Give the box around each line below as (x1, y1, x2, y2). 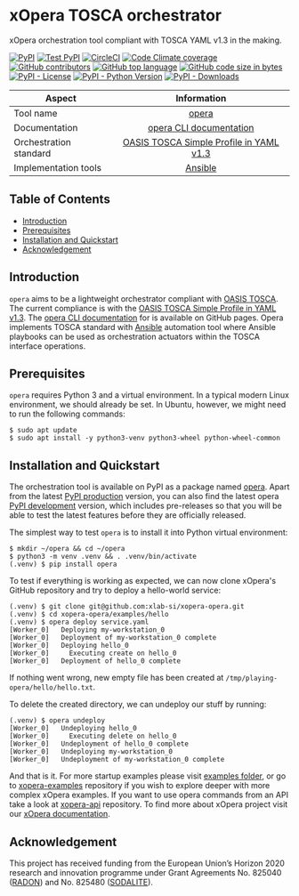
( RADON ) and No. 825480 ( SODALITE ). (9, 877, 154, 887)
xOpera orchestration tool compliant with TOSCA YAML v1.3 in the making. (9, 35, 282, 45)
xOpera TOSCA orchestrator (9, 5, 222, 26)
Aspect (44, 92, 77, 104)
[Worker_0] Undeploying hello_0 (9, 724, 138, 733)
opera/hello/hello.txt (9, 683, 93, 692)
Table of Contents (9, 192, 111, 207)
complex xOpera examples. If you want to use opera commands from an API (9, 789, 289, 801)
